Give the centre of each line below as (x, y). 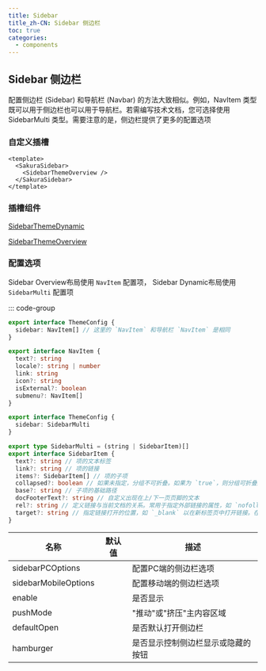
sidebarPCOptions (46, 568)
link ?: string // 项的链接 (57, 469)
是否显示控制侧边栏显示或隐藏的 (192, 642)
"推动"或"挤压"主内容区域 (179, 613)
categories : (28, 38)
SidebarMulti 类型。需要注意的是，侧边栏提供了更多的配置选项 (110, 119)
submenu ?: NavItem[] (49, 396)
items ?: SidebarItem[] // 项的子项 (72, 476)
